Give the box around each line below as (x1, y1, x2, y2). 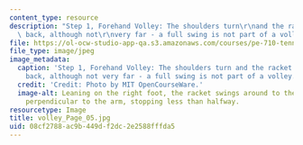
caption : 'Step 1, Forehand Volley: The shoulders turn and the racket (17, 64, 293, 73)
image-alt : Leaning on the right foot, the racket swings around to (17, 88, 280, 97)
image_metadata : (9, 55, 70, 64)
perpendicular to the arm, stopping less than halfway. (25, 96, 241, 106)
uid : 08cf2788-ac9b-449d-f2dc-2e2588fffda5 (9, 122, 176, 131)
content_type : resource (9, 13, 99, 23)
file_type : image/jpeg (9, 47, 95, 56)
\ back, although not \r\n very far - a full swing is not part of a (17, 30, 277, 39)
